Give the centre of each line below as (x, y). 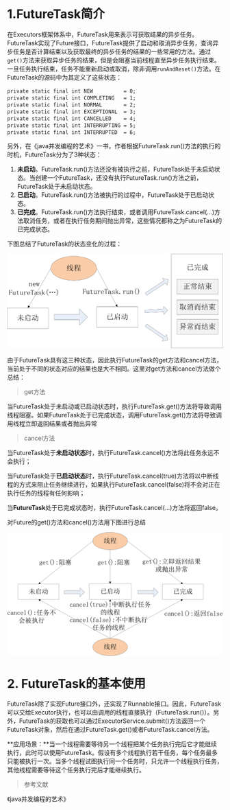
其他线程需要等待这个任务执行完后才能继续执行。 (76, 770)
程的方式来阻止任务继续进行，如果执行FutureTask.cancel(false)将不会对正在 (114, 484)
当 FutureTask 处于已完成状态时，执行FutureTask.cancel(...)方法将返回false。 (115, 507)
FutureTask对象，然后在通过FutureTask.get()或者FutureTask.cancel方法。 (110, 730)
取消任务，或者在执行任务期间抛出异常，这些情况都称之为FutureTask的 (123, 220)
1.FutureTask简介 (56, 14)
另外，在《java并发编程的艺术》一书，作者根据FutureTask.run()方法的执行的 (114, 146)
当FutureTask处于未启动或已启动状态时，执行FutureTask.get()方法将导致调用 (115, 406)
